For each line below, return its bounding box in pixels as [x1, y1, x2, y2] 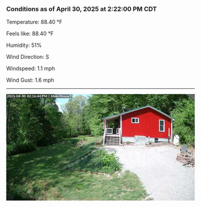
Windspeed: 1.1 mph [6, 65, 56, 72]
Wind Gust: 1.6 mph [6, 77, 54, 84]
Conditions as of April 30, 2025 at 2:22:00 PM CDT [6, 5, 157, 13]
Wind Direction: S [6, 53, 50, 61]
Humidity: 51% [6, 41, 42, 49]
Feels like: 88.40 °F [6, 30, 54, 37]
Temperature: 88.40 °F [6, 19, 63, 26]
